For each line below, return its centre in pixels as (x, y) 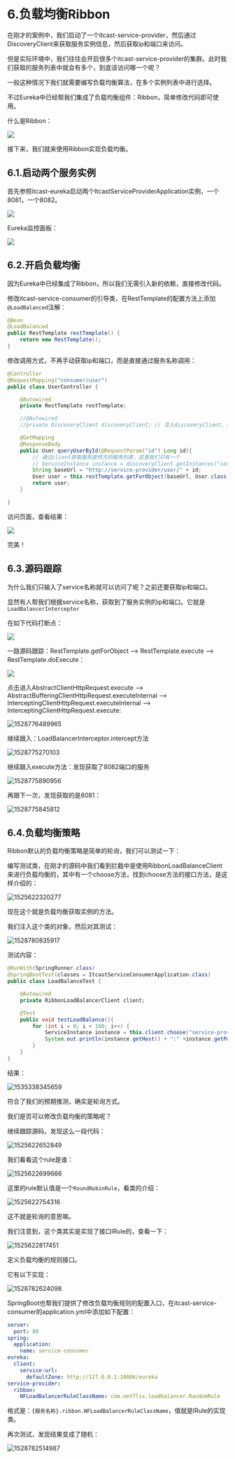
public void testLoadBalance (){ (67, 1020)
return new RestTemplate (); (60, 340)
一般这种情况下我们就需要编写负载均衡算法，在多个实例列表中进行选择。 (111, 82)
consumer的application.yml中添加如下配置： (71, 1311)
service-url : (39, 1370)
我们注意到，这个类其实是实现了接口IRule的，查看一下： (88, 1231)
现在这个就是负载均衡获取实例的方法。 (62, 912)
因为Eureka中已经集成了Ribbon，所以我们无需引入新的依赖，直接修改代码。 (116, 283)
